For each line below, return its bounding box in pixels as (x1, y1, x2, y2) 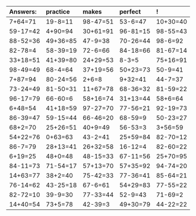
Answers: (9, 8, 37, 15)
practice (46, 8, 70, 15)
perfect (119, 8, 141, 15)
